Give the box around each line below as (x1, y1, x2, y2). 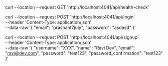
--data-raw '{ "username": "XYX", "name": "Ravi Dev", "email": (5, 45, 135, 50)
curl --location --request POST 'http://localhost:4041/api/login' (5, 14, 135, 19)
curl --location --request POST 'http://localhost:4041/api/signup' (5, 34, 139, 40)
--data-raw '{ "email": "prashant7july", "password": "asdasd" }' (5, 24, 136, 30)
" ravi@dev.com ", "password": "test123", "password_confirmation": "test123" (5, 50, 163, 56)
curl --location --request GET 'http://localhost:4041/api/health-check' (5, 4, 149, 10)
